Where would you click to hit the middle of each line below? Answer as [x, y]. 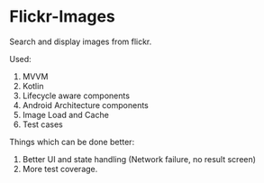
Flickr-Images [62, 17]
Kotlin [33, 86]
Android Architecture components [85, 105]
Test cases [42, 124]
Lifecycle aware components [76, 96]
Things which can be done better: [72, 142]
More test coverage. [60, 169]
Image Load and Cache [66, 114]
